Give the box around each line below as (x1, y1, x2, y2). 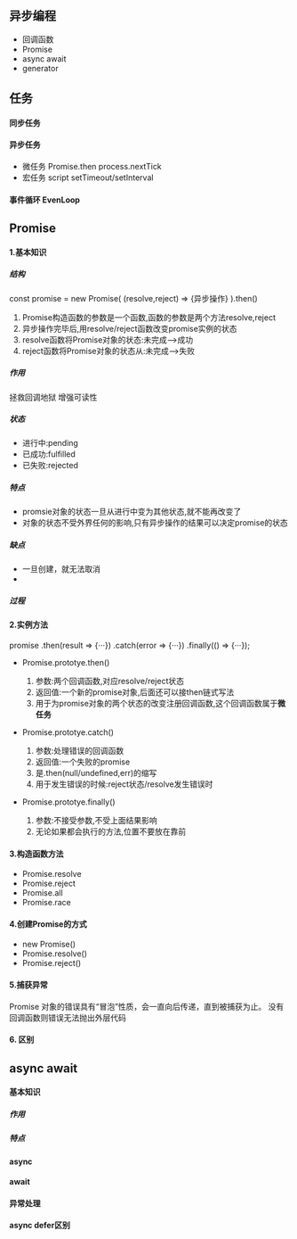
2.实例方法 (9, 619, 49, 631)
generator (21, 62, 60, 73)
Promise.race (21, 897, 71, 908)
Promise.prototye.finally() (21, 797, 116, 807)
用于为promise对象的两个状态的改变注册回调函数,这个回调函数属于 (35, 698, 278, 708)
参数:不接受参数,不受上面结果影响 (35, 815, 157, 825)
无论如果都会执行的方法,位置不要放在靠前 (35, 826, 187, 837)
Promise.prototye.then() (21, 657, 110, 667)
